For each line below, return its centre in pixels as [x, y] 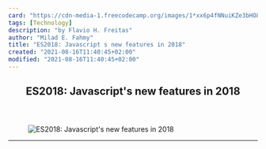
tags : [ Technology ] [40, 23]
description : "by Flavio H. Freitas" [70, 30]
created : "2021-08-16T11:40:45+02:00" [72, 52]
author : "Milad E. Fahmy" [51, 37]
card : [17, 15]
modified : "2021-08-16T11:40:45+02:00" [74, 60]
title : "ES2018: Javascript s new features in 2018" [97, 45]
